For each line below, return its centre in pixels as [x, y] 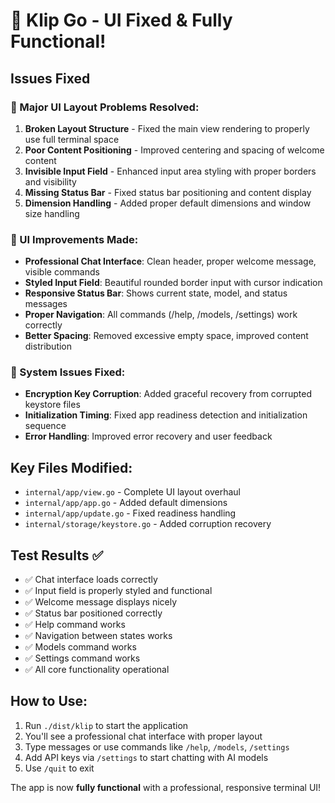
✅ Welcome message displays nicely [101, 602]
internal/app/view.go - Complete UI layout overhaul [132, 492]
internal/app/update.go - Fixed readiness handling [130, 513]
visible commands [62, 272]
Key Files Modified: [71, 467]
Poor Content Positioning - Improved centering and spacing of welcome [174, 150]
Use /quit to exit [59, 768]
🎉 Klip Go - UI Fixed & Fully [121, 20]
